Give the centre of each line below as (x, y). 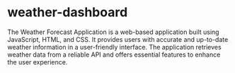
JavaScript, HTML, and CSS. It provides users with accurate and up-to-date (118, 39)
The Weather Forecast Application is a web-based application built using (113, 32)
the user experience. (38, 62)
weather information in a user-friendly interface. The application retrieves (114, 47)
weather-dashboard (68, 12)
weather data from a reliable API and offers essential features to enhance (114, 55)
